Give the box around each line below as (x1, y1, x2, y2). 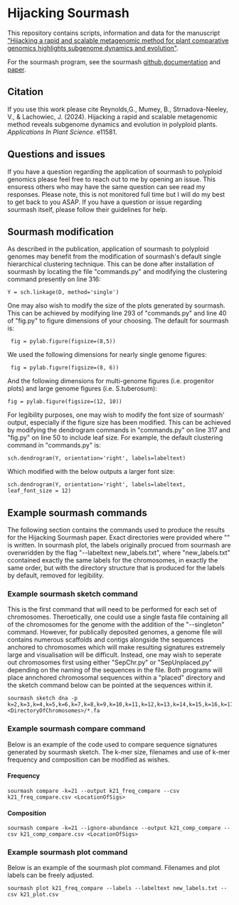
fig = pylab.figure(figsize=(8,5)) (10, 338, 116, 345)
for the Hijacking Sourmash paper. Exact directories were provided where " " (7, 533, 230, 542)
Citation (7, 86, 44, 98)
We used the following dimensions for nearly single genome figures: (7, 350, 208, 359)
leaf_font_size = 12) (7, 487, 72, 495)
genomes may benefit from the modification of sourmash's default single (7, 252, 222, 261)
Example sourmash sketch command (7, 589, 139, 599)
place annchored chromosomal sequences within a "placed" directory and (7, 673, 225, 682)
